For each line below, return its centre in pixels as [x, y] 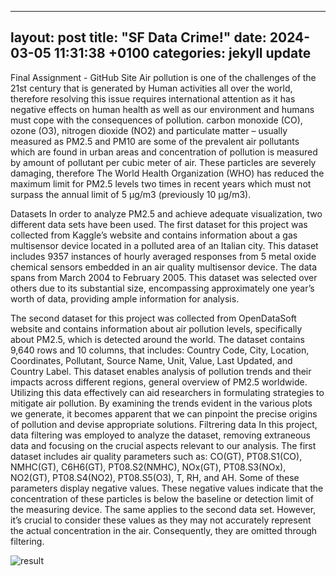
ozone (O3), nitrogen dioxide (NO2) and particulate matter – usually [149, 130]
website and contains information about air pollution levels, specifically [156, 328]
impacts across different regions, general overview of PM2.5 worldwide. [159, 382]
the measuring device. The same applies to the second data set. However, [163, 509]
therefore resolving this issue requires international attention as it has [153, 98]
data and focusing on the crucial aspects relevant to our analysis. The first [163, 445]
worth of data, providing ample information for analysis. [125, 298]
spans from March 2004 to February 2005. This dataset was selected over [164, 277]
